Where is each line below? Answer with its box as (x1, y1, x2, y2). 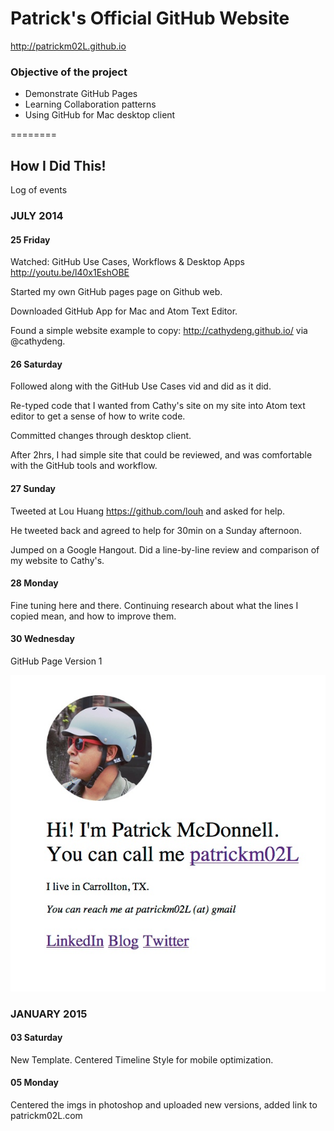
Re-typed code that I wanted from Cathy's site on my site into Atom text (10, 400, 306, 412)
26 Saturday (10, 358, 63, 370)
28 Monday (10, 577, 59, 589)
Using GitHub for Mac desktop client (24, 109, 176, 121)
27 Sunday (10, 482, 57, 494)
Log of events (10, 184, 68, 196)
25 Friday (10, 233, 51, 246)
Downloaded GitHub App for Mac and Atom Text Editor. (10, 305, 238, 317)
